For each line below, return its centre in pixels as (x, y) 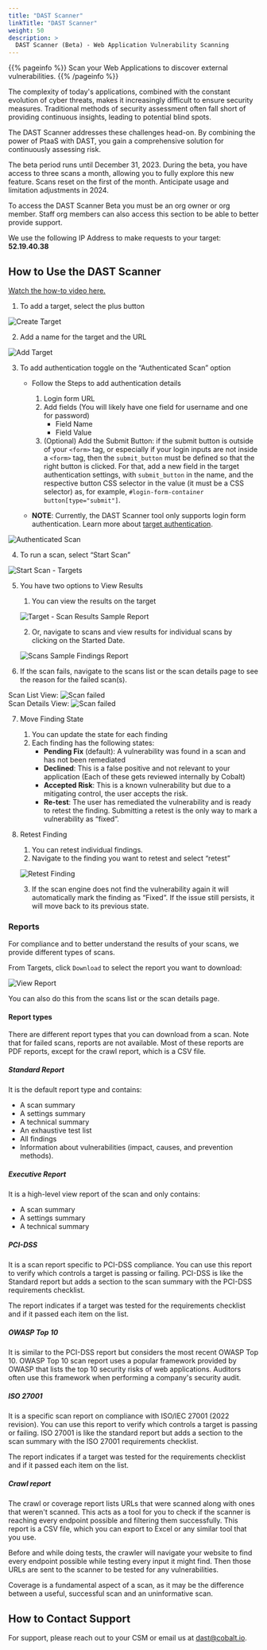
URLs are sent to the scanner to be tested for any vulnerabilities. (114, 1570)
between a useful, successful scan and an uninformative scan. (110, 1593)
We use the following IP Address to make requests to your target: (114, 238)
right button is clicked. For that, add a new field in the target (141, 466)
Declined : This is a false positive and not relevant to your (137, 768)
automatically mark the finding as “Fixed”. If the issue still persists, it (143, 897)
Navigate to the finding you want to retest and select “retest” (131, 858)
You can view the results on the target (94, 601)
